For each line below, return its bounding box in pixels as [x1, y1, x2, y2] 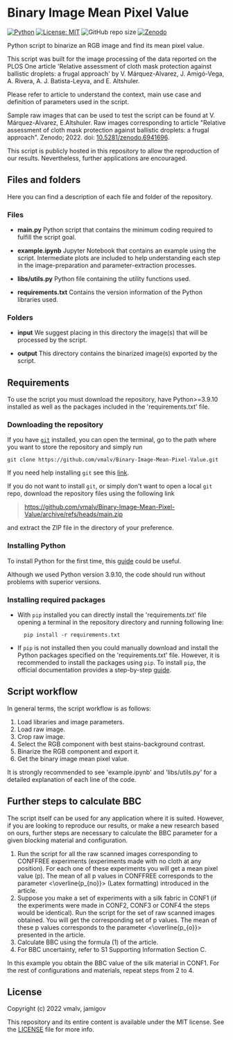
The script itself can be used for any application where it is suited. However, [7, 814, 224, 822]
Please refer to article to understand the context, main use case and [7, 90, 201, 99]
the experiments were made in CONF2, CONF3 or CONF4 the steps [17, 901, 210, 910]
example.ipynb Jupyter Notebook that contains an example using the [17, 246, 216, 255]
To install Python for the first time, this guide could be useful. [7, 556, 182, 565]
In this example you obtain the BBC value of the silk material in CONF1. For [7, 959, 220, 967]
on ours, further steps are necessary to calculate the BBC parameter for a [7, 828, 218, 837]
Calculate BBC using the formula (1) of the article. [17, 938, 159, 946]
